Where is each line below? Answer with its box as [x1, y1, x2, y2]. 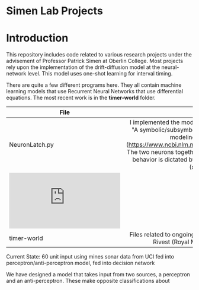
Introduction [6, 31, 69, 45]
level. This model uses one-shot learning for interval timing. [27, 70, 173, 77]
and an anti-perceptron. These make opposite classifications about [6, 278, 170, 285]
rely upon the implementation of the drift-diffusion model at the [6, 64, 161, 71]
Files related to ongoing [129, 231, 195, 239]
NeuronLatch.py [9, 141, 54, 149]
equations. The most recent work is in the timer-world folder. [6, 94, 156, 102]
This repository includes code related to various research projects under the [6, 51, 192, 58]
